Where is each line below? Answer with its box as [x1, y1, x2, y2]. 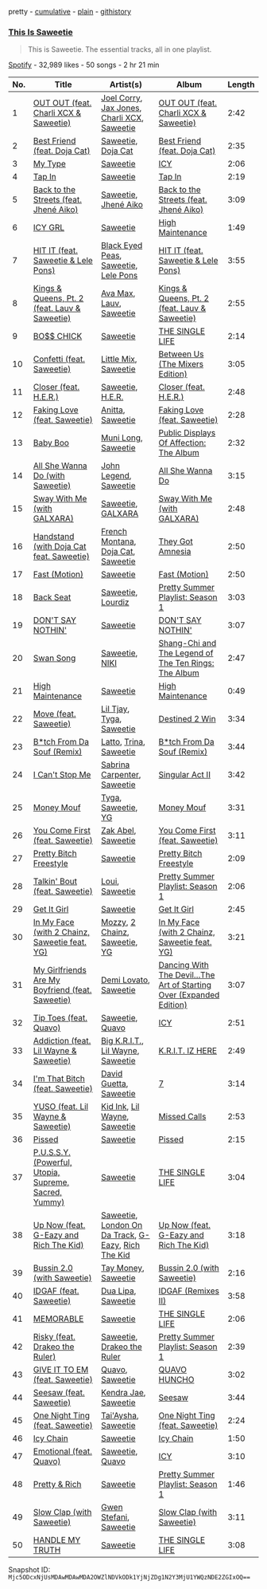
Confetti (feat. [33, 354, 86, 365]
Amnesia [158, 546, 192, 557]
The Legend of [158, 647, 214, 659]
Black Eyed [100, 240, 143, 251]
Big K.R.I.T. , [100, 1036, 145, 1047]
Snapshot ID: [8, 1565, 51, 1575]
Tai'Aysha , [100, 1410, 139, 1422]
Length [227, 79, 255, 90]
